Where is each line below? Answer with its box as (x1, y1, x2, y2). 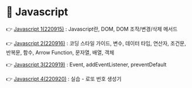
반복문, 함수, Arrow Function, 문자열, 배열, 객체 (6, 49, 115, 56)
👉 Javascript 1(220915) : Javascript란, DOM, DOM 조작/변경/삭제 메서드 (6, 25, 178, 32)
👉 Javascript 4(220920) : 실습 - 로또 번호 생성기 (6, 75, 122, 82)
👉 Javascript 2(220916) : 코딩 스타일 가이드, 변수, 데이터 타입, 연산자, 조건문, (6, 39, 186, 46)
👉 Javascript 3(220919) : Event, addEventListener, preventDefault (6, 61, 167, 68)
